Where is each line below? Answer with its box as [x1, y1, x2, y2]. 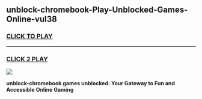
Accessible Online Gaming [6, 86, 74, 93]
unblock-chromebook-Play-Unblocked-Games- [6, 5, 188, 15]
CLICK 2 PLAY [6, 55, 48, 63]
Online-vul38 [6, 14, 57, 25]
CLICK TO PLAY [6, 32, 53, 41]
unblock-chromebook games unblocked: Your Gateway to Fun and [6, 79, 176, 86]
